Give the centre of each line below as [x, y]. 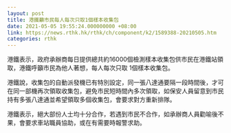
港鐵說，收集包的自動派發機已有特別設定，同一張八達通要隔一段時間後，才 [112, 82]
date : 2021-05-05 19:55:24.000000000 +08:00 [72, 26]
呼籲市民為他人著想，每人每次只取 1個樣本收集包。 [102, 68]
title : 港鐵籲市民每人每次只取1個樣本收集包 [63, 20]
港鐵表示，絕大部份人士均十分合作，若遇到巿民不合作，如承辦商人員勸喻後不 [115, 114]
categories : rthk [32, 39]
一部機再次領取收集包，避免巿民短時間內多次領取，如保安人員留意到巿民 [121, 91]
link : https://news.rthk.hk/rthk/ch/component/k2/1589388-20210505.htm [112, 33]
